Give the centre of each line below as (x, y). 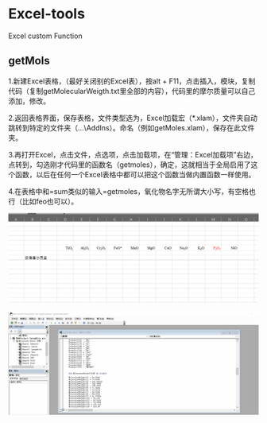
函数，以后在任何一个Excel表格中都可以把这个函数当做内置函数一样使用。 (135, 174)
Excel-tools (47, 14)
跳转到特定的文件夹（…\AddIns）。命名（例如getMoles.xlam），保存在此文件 (132, 127)
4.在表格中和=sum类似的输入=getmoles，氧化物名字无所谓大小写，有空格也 (132, 191)
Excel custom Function (45, 36)
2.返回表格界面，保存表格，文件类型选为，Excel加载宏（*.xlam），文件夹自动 (133, 118)
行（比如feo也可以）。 (43, 201)
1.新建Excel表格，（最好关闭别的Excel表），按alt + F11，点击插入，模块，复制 (132, 81)
